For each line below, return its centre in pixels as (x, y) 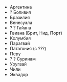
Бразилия (20, 17)
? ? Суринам (22, 59)
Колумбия (20, 38)
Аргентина (21, 7)
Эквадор (19, 74)
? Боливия (20, 12)
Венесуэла (21, 22)
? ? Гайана (21, 28)
